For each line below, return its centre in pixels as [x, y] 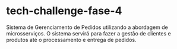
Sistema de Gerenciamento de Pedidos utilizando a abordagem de [87, 27]
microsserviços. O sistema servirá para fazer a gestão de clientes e [88, 33]
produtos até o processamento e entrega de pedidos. [71, 40]
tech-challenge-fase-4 [64, 11]
